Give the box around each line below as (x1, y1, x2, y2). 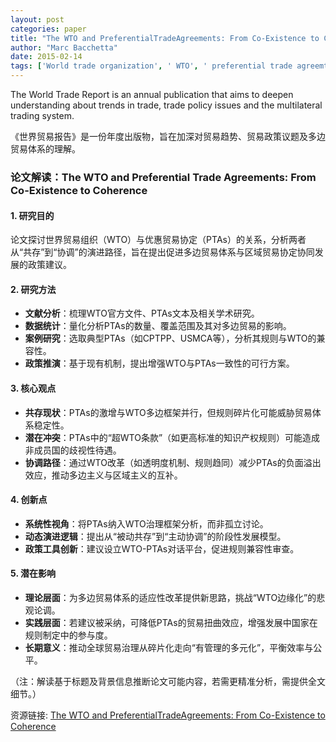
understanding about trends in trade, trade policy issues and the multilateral (10, 99, 323, 111)
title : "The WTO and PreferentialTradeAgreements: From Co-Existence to (10, 33, 320, 43)
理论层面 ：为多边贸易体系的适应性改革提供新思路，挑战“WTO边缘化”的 (24, 591, 317, 603)
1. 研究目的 (10, 209, 55, 221)
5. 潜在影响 (10, 567, 56, 580)
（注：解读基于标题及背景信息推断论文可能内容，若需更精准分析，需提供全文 (10, 675, 326, 687)
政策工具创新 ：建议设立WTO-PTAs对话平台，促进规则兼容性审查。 (24, 542, 300, 555)
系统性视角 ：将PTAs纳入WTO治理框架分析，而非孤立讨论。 (24, 517, 269, 530)
